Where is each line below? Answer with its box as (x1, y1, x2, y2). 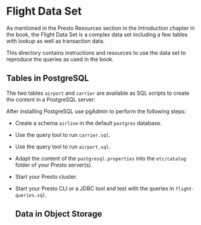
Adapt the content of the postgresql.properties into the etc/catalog (15, 154, 186, 162)
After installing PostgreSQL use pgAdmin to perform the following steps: (6, 108, 186, 115)
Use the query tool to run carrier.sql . (15, 131, 111, 138)
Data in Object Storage (15, 209, 102, 220)
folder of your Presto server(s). (15, 161, 93, 168)
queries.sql (15, 192, 45, 198)
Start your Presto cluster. (15, 173, 77, 180)
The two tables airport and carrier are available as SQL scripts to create (6, 89, 189, 97)
